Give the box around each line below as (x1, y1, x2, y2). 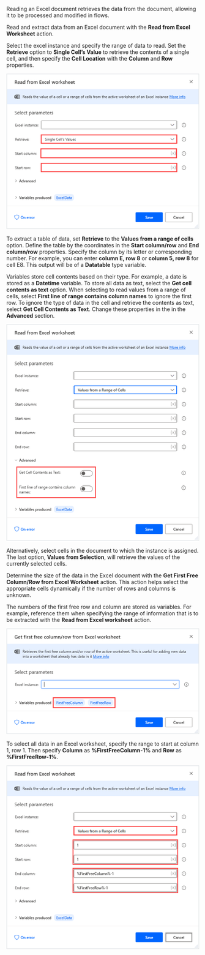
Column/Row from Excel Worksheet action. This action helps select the (6, 578, 188, 585)
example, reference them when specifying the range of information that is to (6, 609, 199, 617)
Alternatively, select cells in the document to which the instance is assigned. (6, 547, 199, 554)
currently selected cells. (6, 560, 67, 567)
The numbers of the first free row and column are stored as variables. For (6, 603, 192, 610)
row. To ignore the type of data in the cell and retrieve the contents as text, (6, 299, 195, 307)
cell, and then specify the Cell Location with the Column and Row (6, 55, 173, 62)
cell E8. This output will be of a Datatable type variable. (6, 261, 147, 269)
